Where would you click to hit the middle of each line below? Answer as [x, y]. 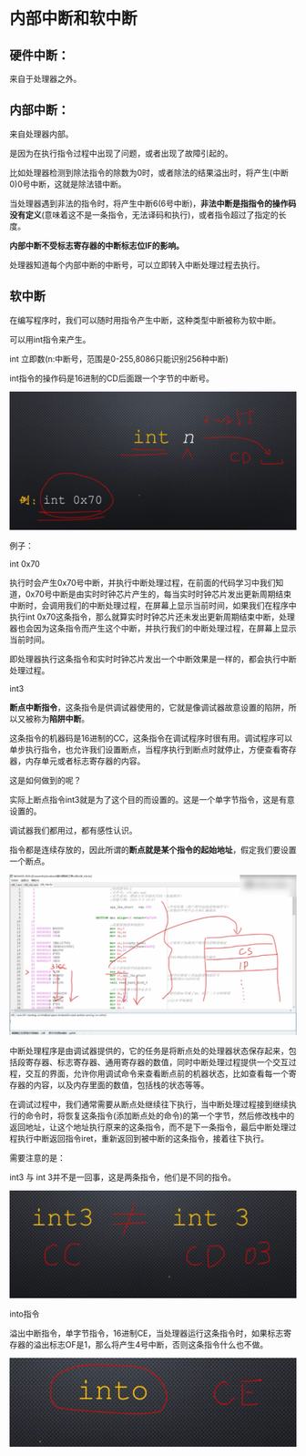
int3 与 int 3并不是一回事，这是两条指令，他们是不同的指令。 [123, 1177]
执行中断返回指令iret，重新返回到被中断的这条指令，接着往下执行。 [143, 1138]
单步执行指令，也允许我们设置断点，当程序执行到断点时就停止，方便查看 [145, 750]
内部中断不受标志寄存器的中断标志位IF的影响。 [97, 245]
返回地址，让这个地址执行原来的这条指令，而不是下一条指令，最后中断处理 [149, 1127]
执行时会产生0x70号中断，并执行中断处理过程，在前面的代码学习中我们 [143, 583]
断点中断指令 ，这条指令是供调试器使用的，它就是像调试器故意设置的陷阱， [149, 708]
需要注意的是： [37, 1157]
